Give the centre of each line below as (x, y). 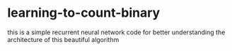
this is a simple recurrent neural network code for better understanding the (116, 32)
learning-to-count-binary (84, 13)
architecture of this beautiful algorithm (63, 39)
